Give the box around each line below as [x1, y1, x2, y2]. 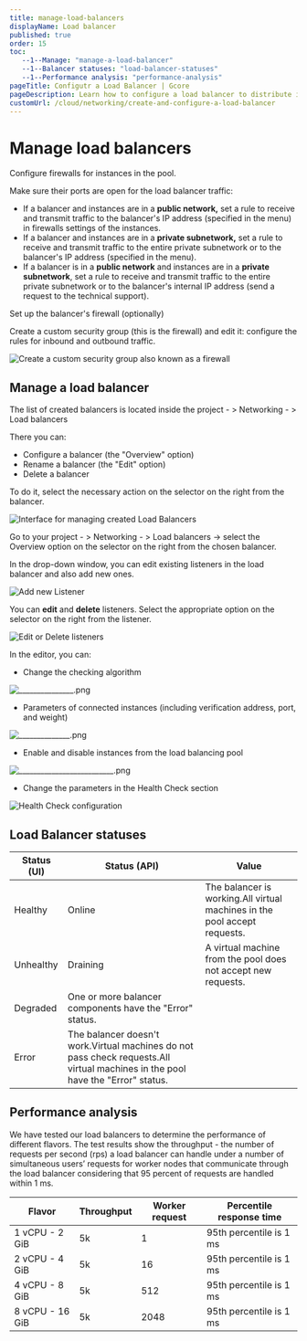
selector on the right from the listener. [9, 614, 153, 625]
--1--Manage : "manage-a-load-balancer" [21, 56, 174, 65]
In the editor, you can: [9, 649, 91, 660]
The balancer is [205, 881, 272, 893]
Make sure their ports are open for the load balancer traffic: [9, 185, 234, 196]
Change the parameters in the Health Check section [22, 783, 219, 794]
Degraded [14, 1001, 58, 1014]
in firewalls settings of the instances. [22, 223, 162, 234]
